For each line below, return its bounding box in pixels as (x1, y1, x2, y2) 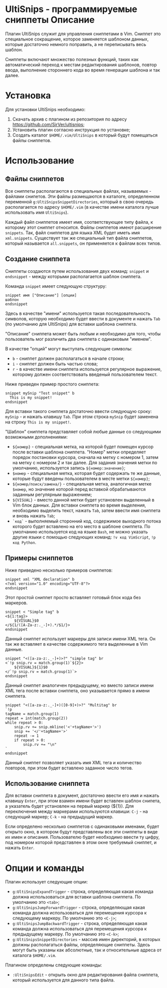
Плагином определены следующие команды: (5, 962, 102, 968)
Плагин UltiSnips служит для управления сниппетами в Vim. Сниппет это (5, 31, 161, 37)
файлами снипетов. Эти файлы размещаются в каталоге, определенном (5, 193, 160, 199)
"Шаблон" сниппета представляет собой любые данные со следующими (5, 428, 161, 434)
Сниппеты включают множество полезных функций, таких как (5, 56, 139, 62)
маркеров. (5, 600, 28, 606)
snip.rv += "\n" (23, 742, 57, 747)
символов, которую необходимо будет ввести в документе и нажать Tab (5, 315, 161, 321)
